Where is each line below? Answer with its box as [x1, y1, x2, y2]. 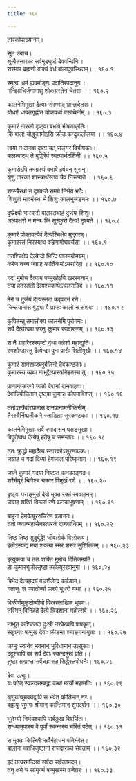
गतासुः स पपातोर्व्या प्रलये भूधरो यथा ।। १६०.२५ [7, 584, 112, 593]
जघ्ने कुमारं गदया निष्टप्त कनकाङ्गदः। [7, 468, 91, 477]
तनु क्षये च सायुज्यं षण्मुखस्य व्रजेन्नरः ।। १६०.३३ [7, 765, 113, 773]
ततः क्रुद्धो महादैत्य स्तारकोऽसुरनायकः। [7, 446, 90, 455]
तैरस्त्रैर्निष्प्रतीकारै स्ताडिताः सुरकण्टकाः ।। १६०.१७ [7, 411, 119, 419]
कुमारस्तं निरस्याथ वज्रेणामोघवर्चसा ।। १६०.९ [7, 238, 108, 246]
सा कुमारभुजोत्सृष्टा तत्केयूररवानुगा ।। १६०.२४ [7, 563, 111, 571]
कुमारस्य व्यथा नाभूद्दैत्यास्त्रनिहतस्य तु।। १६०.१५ [7, 368, 115, 376]
